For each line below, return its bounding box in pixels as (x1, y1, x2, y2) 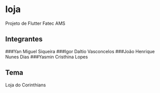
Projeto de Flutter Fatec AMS (5, 20, 66, 26)
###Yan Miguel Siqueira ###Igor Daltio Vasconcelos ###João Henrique (5, 48, 155, 54)
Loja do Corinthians (5, 82, 46, 88)
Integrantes (5, 35, 43, 43)
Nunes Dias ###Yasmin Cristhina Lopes (5, 54, 88, 60)
